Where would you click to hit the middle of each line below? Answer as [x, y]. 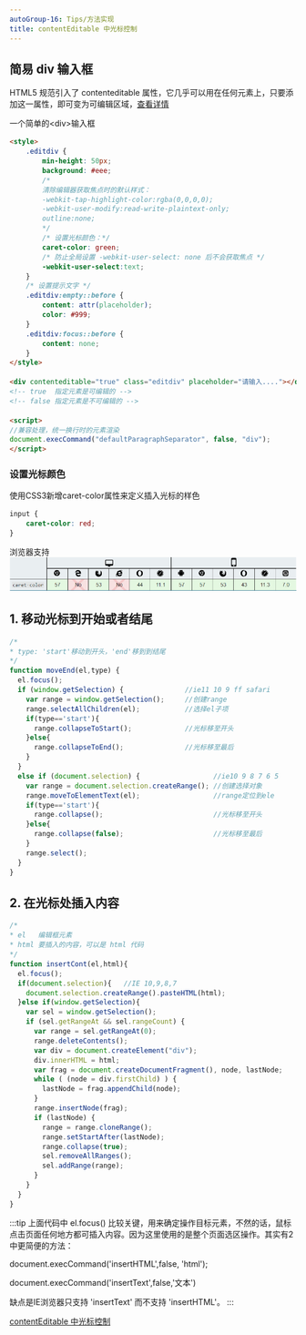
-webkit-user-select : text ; [93, 267]
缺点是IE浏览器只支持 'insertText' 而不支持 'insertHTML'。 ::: [122, 1301]
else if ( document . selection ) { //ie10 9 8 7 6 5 [148, 776]
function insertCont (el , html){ [69, 964]
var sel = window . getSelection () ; [91, 1012]
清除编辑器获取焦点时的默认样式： [97, 190]
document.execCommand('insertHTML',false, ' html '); [109, 1264]
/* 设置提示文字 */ [58, 286]
